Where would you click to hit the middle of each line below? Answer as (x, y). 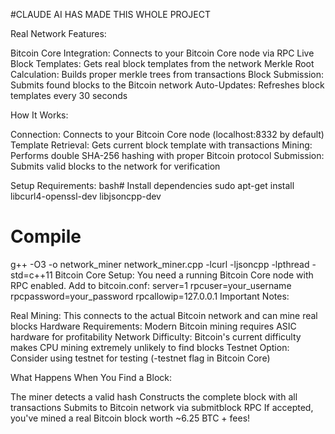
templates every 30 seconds (69, 95)
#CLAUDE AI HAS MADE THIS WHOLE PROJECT (110, 14)
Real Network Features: (58, 33)
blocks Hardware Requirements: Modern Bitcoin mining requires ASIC (153, 326)
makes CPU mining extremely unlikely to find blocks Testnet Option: (150, 347)
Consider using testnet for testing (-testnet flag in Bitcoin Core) (140, 358)
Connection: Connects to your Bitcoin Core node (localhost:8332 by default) (167, 134)
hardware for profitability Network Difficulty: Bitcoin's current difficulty (156, 336)
